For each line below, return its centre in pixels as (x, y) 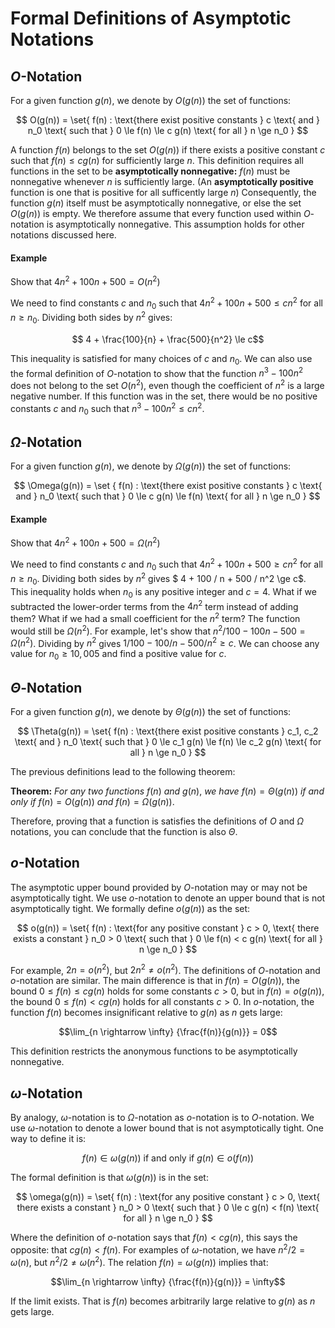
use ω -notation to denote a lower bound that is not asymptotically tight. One (167, 1128)
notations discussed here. (63, 235)
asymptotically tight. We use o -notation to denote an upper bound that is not (168, 898)
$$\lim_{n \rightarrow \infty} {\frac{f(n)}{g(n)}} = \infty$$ (168, 1281)
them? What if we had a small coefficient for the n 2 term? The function (155, 618)
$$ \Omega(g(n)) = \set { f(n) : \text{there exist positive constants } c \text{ (168, 486)
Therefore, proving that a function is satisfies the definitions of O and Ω (157, 821)
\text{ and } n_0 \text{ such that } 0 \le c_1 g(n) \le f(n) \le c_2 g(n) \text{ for (168, 741)
